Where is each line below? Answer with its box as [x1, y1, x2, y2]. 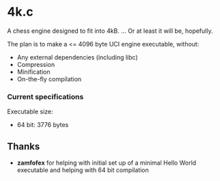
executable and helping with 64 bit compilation [16, 166, 149, 174]
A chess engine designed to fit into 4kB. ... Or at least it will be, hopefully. [7, 27, 213, 35]
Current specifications [7, 92, 84, 101]
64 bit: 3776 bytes [16, 121, 69, 129]
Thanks [7, 141, 40, 152]
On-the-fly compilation [16, 74, 82, 83]
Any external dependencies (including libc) [16, 53, 138, 61]
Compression [16, 60, 55, 68]
